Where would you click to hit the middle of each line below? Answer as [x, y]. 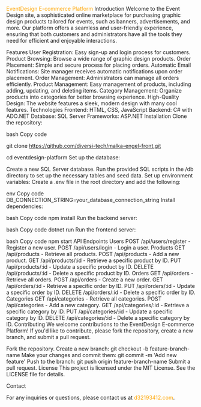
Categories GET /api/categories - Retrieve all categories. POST [84, 299]
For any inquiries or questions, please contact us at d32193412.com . [91, 397]
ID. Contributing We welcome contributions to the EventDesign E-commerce [100, 324]
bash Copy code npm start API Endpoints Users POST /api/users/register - [98, 241]
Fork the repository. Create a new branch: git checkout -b [77, 349]
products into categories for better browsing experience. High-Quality [93, 97]
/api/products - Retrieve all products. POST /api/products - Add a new [93, 254]
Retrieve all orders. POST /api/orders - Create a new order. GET [85, 280]
